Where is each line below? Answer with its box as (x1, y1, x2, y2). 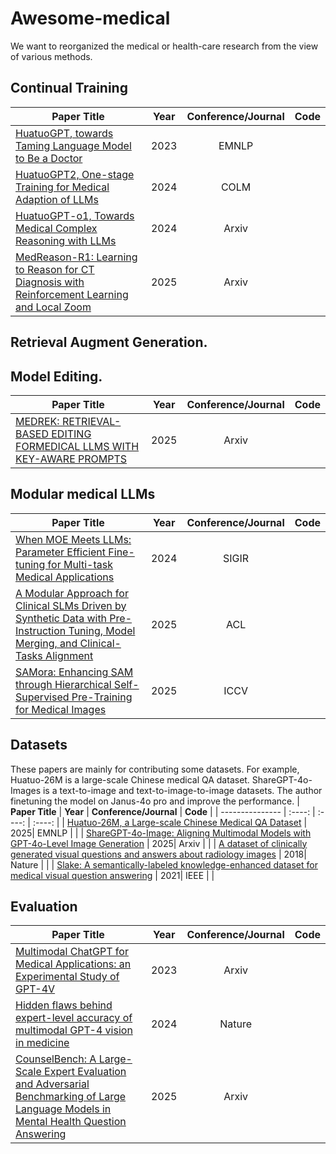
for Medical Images (15, 702, 107, 716)
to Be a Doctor (15, 151, 83, 165)
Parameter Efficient (15, 545, 107, 559)
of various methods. (10, 50, 93, 62)
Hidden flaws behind (15, 998, 113, 1012)
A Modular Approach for (15, 586, 129, 600)
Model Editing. (10, 368, 103, 385)
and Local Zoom (15, 300, 92, 314)
